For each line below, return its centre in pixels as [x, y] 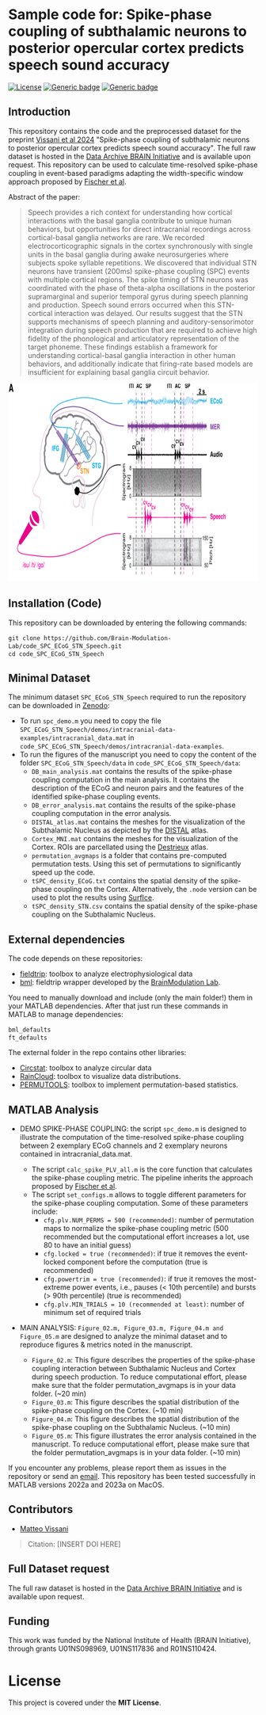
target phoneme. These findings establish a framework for [123, 347]
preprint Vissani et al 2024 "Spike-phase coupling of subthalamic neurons [129, 139]
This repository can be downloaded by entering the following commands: [127, 623]
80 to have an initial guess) [87, 1245]
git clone [25, 638]
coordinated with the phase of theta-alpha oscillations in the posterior [141, 288]
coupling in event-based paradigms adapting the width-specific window [126, 173]
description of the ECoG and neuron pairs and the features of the [137, 788]
